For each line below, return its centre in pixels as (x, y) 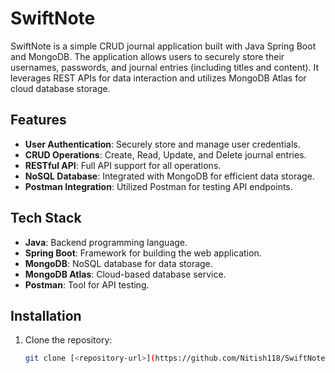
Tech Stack (46, 218)
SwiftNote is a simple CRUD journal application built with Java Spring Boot (163, 46)
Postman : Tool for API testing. (87, 284)
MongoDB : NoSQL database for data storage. (118, 263)
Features (38, 120)
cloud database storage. (60, 88)
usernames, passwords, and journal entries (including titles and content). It (165, 67)
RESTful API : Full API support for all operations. (123, 165)
